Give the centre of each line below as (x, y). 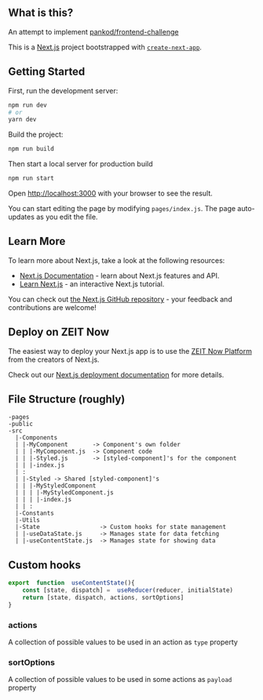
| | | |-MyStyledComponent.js (64, 493)
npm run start (31, 179)
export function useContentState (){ (71, 583)
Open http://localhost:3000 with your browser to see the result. (111, 193)
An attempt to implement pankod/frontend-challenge (93, 31)
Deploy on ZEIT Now (59, 332)
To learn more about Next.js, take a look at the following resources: (117, 260)
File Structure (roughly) (67, 399)
